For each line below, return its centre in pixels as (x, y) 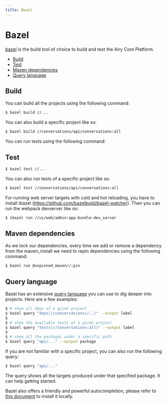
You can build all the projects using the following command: (68, 103)
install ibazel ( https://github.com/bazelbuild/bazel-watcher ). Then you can (83, 203)
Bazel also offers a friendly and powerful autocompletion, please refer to (81, 391)
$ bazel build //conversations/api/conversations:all (63, 132)
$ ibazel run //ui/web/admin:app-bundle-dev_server (61, 218)
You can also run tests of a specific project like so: (58, 179)
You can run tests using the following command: (55, 141)
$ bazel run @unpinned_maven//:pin (43, 266)
